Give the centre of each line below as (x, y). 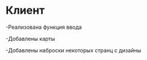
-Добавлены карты (31, 38)
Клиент (25, 10)
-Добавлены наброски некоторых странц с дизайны (73, 50)
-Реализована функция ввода (44, 27)
